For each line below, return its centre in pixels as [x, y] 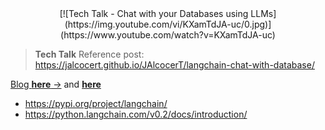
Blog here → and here [56, 84]
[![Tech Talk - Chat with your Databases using [154, 13]
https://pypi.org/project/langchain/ [96, 103]
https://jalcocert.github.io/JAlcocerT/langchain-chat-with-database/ [174, 65]
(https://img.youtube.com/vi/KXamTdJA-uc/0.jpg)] [168, 24]
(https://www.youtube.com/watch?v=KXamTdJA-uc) [168, 35]
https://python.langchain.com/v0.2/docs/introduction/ [136, 114]
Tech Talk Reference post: [89, 54]
